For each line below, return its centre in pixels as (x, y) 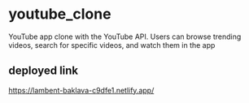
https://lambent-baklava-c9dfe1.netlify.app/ (81, 90)
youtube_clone (60, 14)
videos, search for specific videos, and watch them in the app (112, 45)
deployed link (44, 71)
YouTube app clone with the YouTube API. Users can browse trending (125, 36)
